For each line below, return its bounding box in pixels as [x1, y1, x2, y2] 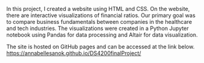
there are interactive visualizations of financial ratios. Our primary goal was [6, 12, 196, 19]
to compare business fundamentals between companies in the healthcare [6, 18, 192, 25]
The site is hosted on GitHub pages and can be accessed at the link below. [6, 43, 195, 50]
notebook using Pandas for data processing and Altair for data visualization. [6, 31, 198, 39]
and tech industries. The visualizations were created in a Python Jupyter [6, 24, 189, 32]
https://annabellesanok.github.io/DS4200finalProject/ [6, 50, 142, 57]
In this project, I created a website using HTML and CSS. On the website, [6, 6, 190, 12]
